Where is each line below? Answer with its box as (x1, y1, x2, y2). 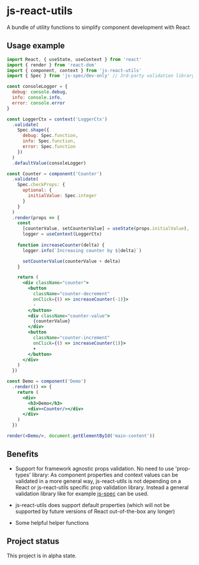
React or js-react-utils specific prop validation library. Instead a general (15, 484, 189, 491)
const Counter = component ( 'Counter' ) (6, 171, 102, 177)
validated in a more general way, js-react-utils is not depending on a (15, 477, 181, 485)
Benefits (6, 449, 39, 459)
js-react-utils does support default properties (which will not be (15, 501, 170, 508)
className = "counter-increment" (32, 335, 110, 341)
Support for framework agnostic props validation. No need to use (15, 465, 174, 472)
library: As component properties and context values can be (32, 471, 178, 478)
